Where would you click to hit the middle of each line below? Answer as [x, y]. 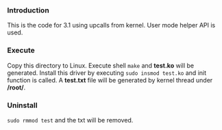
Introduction [28, 10]
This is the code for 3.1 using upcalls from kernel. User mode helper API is [111, 25]
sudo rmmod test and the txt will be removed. [70, 120]
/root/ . [16, 87]
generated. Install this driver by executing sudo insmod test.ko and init [107, 73]
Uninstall [22, 105]
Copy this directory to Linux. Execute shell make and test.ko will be [100, 65]
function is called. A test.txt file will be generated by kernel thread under [110, 80]
